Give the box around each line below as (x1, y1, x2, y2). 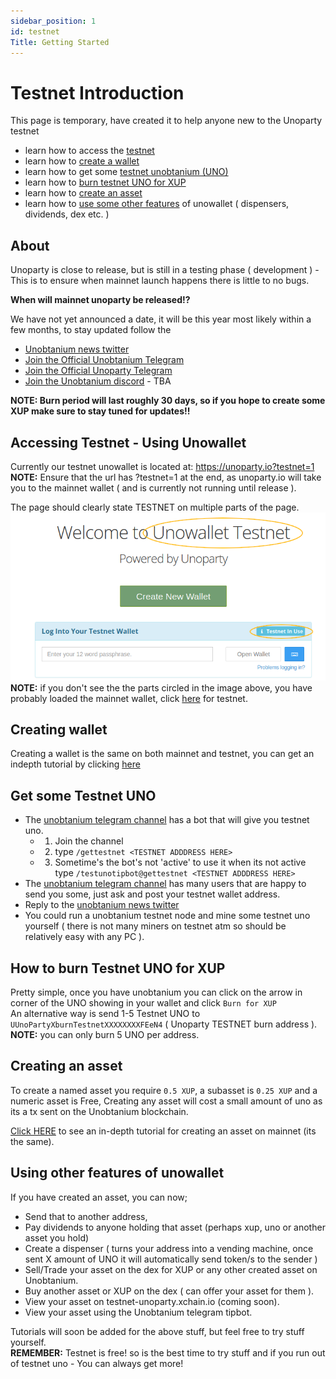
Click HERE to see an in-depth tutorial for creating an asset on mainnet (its (10, 1125, 317, 1137)
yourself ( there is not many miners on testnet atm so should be (24, 920, 287, 932)
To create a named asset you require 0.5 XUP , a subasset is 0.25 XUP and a (10, 1084, 318, 1096)
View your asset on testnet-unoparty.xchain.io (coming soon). (24, 1295, 280, 1307)
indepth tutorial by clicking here (10, 758, 141, 770)
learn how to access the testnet (24, 145, 155, 157)
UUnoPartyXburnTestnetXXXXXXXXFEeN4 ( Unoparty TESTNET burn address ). (10, 1018, 318, 1030)
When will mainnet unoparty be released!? (10, 294, 191, 306)
